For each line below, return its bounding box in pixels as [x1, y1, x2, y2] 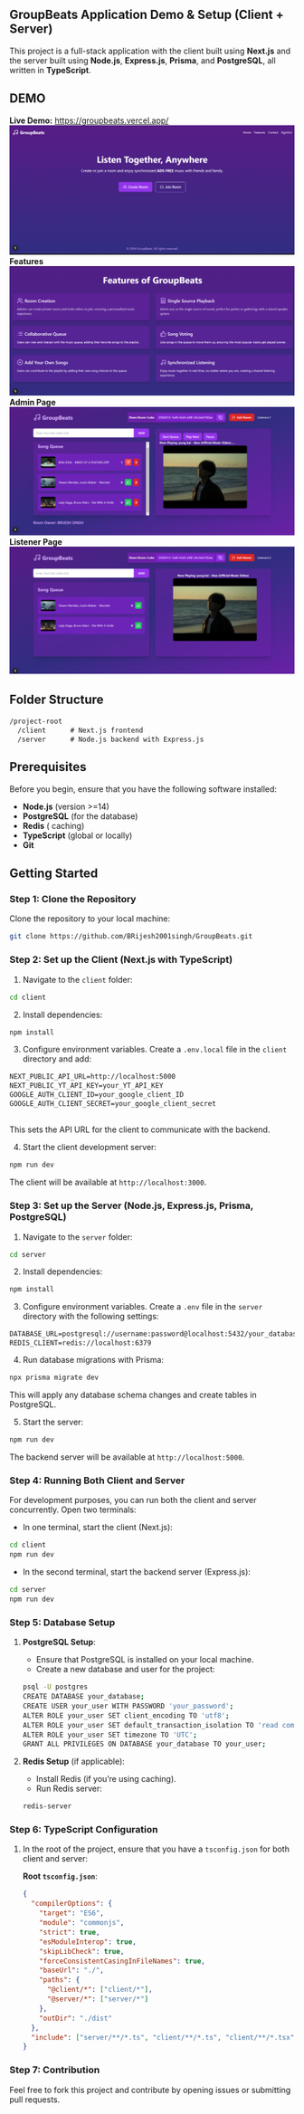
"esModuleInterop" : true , [39, 1937, 138, 1947]
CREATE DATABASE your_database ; [22, 1692, 145, 1701]
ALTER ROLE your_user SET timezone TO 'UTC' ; [22, 1730, 197, 1739]
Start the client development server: [22, 1142, 157, 1153]
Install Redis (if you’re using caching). [35, 1774, 176, 1785]
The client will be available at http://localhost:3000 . [9, 1176, 207, 1188]
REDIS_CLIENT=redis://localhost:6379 [9, 1338, 152, 1347]
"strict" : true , [39, 1928, 100, 1937]
